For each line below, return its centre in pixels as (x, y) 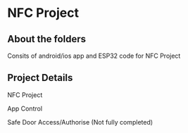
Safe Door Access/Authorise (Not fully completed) (80, 122)
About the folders (47, 39)
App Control (25, 108)
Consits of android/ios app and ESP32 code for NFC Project (94, 56)
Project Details (40, 78)
